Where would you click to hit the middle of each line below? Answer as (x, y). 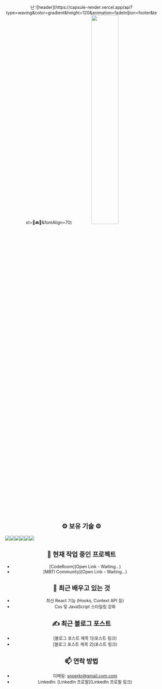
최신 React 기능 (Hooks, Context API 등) (85, 601)
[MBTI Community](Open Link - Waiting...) (85, 571)
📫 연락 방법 (81, 661)
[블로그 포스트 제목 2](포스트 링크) (85, 644)
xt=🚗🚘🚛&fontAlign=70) (49, 222)
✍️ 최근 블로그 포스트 (81, 623)
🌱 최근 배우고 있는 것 (81, 588)
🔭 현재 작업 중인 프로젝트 (81, 555)
